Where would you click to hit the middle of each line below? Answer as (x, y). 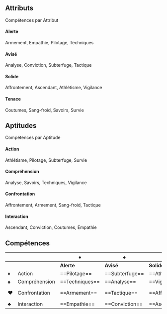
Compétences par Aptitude (33, 138)
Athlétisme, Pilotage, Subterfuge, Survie (46, 160)
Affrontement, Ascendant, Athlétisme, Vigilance (54, 88)
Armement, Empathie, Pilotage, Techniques (49, 43)
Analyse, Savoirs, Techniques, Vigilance (46, 182)
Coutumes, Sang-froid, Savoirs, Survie (45, 110)
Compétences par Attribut (32, 20)
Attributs (19, 8)
